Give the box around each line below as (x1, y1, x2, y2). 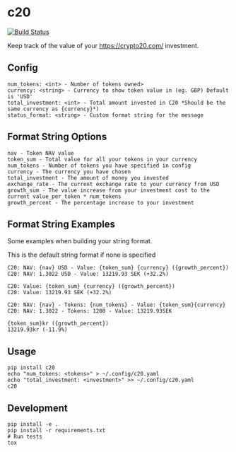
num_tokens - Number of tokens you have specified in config (7, 162, 191, 169)
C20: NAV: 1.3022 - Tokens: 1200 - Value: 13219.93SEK (7, 308, 172, 315)
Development (7, 402, 69, 414)
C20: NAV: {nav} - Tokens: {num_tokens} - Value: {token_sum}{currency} (7, 301, 226, 308)
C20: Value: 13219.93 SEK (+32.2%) (7, 289, 112, 296)
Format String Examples (7, 218, 115, 230)
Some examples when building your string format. (7, 237, 153, 245)
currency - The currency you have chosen (7, 168, 131, 175)
